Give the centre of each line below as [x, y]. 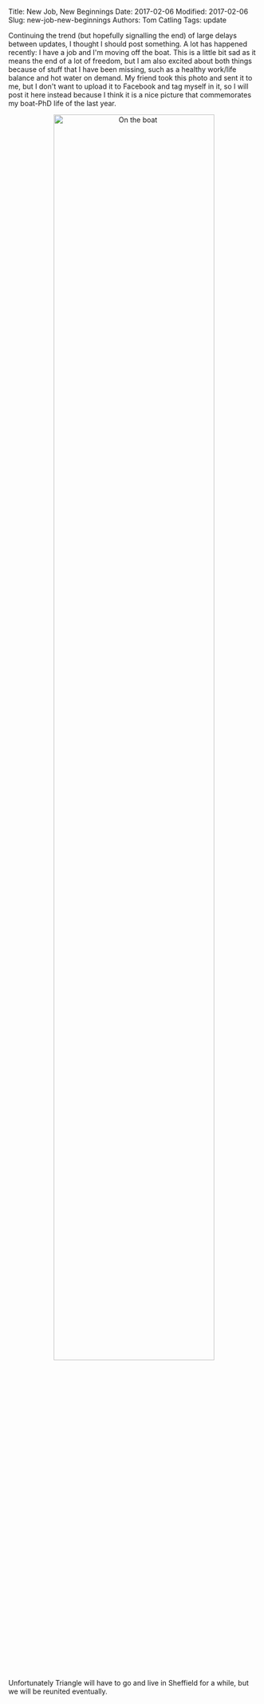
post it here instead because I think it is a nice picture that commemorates [130, 95]
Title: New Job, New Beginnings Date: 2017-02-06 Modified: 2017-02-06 [128, 12]
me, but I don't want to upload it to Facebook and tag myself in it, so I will [128, 86]
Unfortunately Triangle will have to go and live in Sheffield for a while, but [129, 1683]
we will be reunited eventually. [58, 1691]
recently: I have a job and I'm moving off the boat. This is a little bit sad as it [132, 52]
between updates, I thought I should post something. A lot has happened [128, 44]
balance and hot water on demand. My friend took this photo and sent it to [130, 78]
